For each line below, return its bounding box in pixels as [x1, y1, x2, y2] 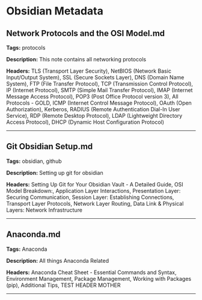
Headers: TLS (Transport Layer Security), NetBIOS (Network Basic [6, 67, 171, 75]
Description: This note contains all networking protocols [6, 56, 146, 63]
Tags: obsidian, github [6, 158, 62, 165]
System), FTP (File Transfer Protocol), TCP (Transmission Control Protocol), [6, 80, 194, 87]
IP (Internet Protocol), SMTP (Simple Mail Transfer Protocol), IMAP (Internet [6, 87, 193, 94]
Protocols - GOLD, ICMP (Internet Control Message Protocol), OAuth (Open [6, 99, 192, 106]
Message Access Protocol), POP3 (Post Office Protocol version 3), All [6, 93, 179, 100]
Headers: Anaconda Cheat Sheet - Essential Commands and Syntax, [6, 269, 177, 276]
